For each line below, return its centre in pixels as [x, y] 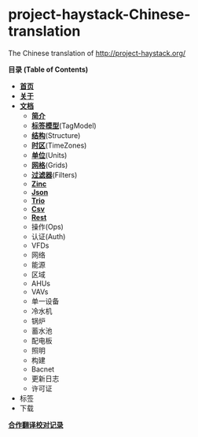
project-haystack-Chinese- [99, 15]
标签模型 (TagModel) [64, 125]
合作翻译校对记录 [36, 424]
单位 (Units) [49, 155]
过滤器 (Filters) [54, 174]
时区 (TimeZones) [59, 145]
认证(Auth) [48, 236]
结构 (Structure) [56, 135]
